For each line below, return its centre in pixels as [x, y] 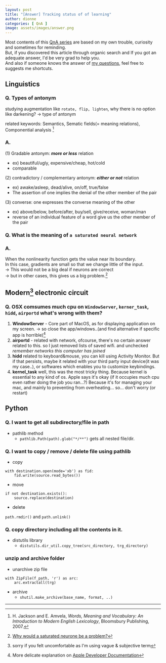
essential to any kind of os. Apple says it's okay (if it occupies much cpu [86, 377]
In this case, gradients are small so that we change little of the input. [75, 264]
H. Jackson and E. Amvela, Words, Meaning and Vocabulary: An [78, 616]
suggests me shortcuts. [29, 68]
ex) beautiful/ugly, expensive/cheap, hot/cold [59, 163]
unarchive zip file [30, 569]
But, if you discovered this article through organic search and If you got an [81, 53]
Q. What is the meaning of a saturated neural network [71, 235]
